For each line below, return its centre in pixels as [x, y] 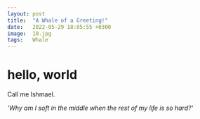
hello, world [42, 75]
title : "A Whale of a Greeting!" [58, 20]
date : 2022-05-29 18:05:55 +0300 [59, 27]
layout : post [26, 14]
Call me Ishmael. [31, 94]
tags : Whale [28, 40]
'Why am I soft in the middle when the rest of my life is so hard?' [100, 108]
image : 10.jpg [29, 33]
